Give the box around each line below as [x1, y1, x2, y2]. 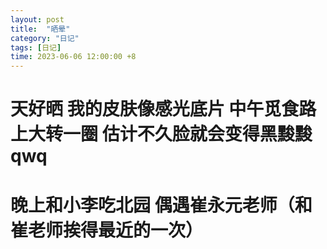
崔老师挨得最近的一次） [10, 219, 204, 241]
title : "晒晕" [10, 24, 71, 34]
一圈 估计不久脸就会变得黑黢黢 [63, 123, 313, 146]
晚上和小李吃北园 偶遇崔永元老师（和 [10, 194, 313, 216]
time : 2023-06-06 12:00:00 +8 [10, 52, 137, 62]
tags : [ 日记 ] [10, 42, 62, 53]
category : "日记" [10, 33, 80, 43]
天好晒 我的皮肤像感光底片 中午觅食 [10, 98, 300, 121]
